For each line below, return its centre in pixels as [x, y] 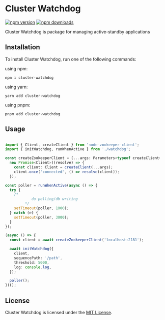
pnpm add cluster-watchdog [33, 114]
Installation [23, 47]
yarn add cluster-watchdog [33, 96]
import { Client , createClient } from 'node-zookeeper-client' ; [72, 145]
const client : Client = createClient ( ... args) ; [63, 167]
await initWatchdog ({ [32, 249]
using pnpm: [18, 105]
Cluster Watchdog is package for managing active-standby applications [78, 32]
